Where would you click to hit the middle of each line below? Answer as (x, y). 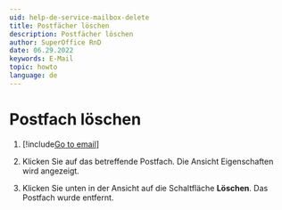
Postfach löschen (75, 119)
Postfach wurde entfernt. (68, 198)
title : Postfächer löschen (59, 26)
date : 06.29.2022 (41, 51)
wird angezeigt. (51, 171)
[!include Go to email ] (61, 144)
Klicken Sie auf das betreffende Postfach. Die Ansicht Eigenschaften (148, 161)
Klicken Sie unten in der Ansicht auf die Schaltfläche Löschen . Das (145, 188)
